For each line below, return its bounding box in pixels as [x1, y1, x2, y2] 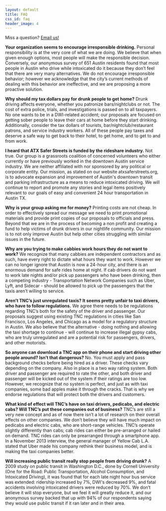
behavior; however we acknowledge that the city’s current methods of [5, 76, 148, 82]
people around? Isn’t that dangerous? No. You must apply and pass [5, 355, 145, 361]
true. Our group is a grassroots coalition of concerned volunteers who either [5, 153, 161, 159]
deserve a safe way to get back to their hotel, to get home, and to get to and [5, 133, 161, 139]
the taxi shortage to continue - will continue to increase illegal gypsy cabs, [5, 329, 157, 335]
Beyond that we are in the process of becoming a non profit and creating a [5, 221, 158, 227]
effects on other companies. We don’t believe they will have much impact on [5, 417, 161, 423]
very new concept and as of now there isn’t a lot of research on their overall [5, 412, 160, 418]
